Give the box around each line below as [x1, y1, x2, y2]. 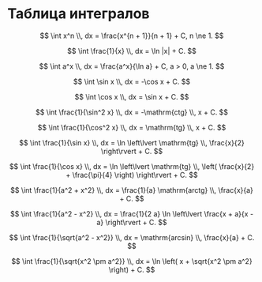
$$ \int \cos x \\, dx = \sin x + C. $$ [74, 92, 189, 101]
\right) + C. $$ [108, 265, 155, 274]
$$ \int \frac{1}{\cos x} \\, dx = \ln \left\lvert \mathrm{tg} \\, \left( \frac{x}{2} [9, 161, 255, 171]
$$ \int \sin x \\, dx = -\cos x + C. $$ [73, 77, 191, 86]
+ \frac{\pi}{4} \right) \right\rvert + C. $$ [65, 170, 198, 179]
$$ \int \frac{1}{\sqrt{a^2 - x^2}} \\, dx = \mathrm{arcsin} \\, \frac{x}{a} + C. [9, 232, 255, 242]
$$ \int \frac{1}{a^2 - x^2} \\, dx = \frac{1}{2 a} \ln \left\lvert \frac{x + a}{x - [9, 209, 254, 218]
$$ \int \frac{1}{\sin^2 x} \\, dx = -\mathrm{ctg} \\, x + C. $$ [35, 107, 229, 117]
